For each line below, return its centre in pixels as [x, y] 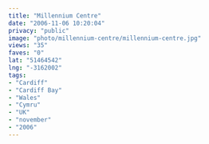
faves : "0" [26, 53]
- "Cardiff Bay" [35, 90]
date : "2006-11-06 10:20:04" [57, 23]
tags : [17, 75]
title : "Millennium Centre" [55, 16]
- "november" [30, 120]
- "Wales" [25, 98]
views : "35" [28, 46]
